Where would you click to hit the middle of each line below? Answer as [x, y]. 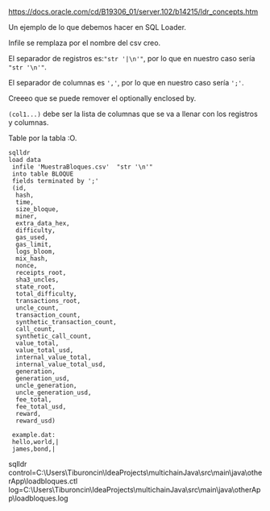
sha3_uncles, [37, 280]
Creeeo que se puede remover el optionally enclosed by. [102, 98]
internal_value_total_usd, [61, 364]
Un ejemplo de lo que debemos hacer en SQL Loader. [98, 27]
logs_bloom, [36, 251]
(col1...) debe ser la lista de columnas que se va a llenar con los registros [133, 114]
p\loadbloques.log [38, 498]
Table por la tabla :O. [43, 138]
